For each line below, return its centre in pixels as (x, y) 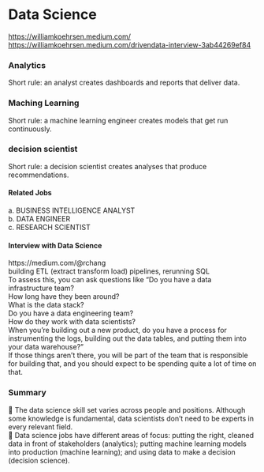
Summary (28, 393)
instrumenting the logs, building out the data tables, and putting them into (127, 338)
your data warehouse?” (46, 347)
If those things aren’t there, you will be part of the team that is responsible (128, 355)
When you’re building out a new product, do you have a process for (117, 330)
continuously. (30, 129)
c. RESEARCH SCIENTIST (49, 228)
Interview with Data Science (55, 245)
